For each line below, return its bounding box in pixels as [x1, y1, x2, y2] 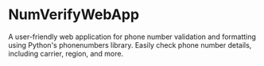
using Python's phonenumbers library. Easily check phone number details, [8, 40, 252, 49]
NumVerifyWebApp [8, 6, 140, 24]
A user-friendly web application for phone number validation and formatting [8, 32, 257, 41]
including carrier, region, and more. [8, 49, 124, 58]
